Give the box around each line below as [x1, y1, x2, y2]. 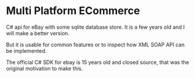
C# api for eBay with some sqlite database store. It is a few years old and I [6, 23, 185, 30]
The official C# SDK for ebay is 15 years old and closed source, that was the [6, 59, 189, 66]
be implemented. [6, 47, 47, 54]
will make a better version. [6, 29, 70, 36]
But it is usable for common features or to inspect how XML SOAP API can [6, 41, 185, 48]
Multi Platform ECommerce [6, 4, 141, 18]
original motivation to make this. [6, 65, 83, 72]
